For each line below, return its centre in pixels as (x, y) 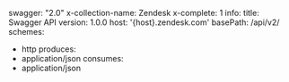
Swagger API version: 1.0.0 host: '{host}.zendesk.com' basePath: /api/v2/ (144, 22)
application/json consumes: (72, 58)
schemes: (26, 32)
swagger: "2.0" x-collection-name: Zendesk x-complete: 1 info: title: (134, 13)
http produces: (49, 49)
